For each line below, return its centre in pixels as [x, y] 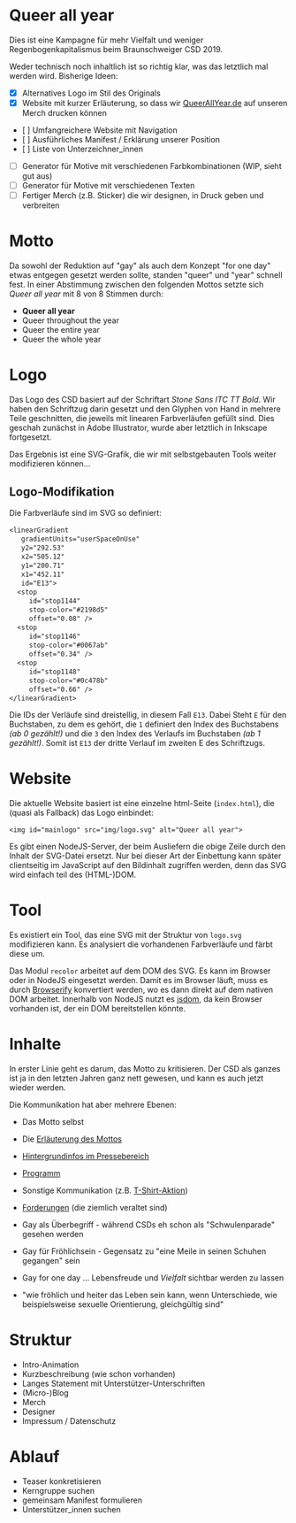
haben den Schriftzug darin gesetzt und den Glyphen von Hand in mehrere [145, 409]
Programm [41, 1173]
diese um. [27, 953]
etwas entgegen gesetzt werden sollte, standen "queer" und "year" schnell [146, 275]
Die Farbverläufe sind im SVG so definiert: [85, 512]
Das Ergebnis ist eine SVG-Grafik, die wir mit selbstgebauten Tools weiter [143, 454]
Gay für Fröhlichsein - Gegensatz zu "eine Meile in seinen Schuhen [144, 1251]
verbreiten [41, 205]
